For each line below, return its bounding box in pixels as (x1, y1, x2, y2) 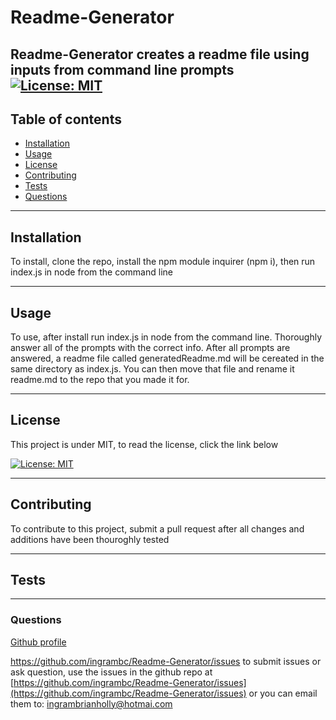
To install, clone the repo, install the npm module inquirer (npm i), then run (10, 256, 316, 268)
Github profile (10, 636, 67, 648)
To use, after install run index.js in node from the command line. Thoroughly (10, 331, 323, 343)
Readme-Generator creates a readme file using (10, 46, 310, 63)
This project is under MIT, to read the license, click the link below (10, 438, 279, 450)
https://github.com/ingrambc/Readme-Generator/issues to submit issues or (10, 655, 322, 667)
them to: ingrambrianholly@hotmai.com (10, 697, 173, 710)
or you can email (248, 687, 318, 699)
